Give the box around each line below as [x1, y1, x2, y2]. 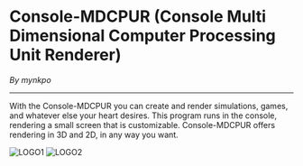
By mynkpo [9, 74, 51, 85]
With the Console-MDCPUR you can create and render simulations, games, [9, 100, 289, 111]
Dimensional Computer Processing [9, 25, 277, 46]
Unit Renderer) [9, 45, 122, 65]
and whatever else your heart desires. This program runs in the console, [9, 110, 278, 121]
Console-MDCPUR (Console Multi [9, 6, 267, 27]
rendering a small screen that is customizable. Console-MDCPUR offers [9, 119, 276, 130]
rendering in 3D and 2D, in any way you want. [9, 129, 179, 140]
